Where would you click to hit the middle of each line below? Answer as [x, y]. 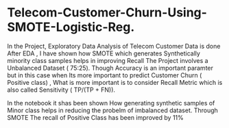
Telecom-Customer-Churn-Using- [107, 13]
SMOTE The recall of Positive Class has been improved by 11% [95, 117]
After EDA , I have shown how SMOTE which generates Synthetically [104, 53]
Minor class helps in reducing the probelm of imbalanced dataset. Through [112, 110]
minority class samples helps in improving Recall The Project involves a [108, 60]
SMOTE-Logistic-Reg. [71, 27]
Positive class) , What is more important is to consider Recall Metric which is [115, 82]
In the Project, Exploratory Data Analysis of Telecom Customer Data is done [114, 46]
